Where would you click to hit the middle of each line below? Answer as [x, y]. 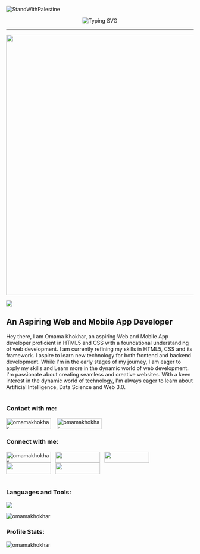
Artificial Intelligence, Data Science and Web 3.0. [66, 387]
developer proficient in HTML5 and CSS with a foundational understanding [98, 343]
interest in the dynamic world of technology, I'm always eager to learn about [100, 381]
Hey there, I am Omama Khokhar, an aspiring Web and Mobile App [87, 336]
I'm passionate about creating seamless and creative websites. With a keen [99, 374]
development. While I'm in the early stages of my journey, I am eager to [94, 362]
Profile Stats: [25, 532]
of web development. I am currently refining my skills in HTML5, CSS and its [99, 349]
